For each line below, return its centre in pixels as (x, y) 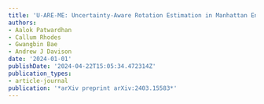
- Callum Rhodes (35, 37)
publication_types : (40, 74)
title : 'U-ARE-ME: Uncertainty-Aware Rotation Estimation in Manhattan (128, 15)
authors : (22, 23)
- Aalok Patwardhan (40, 30)
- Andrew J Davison (40, 52)
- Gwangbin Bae (33, 45)
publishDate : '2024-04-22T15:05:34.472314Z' (82, 66)
